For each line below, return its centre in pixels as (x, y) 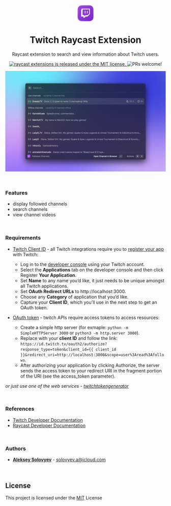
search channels (30, 209)
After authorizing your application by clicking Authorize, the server (90, 365)
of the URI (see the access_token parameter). (68, 376)
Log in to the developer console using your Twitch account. (82, 264)
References (20, 409)
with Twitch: (25, 254)
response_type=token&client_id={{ (57, 349)
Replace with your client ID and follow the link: (69, 338)
